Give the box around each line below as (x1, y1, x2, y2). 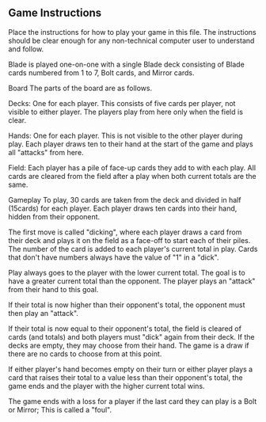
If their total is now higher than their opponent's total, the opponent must (8, 300, 245, 310)
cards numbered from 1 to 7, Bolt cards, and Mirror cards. (8, 67, 196, 78)
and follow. (8, 44, 44, 54)
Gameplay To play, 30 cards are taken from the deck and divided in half (8, 195, 241, 204)
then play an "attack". (8, 308, 79, 317)
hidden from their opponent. (8, 211, 101, 221)
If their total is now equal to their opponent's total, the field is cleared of (8, 324, 241, 333)
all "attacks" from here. (8, 147, 85, 157)
